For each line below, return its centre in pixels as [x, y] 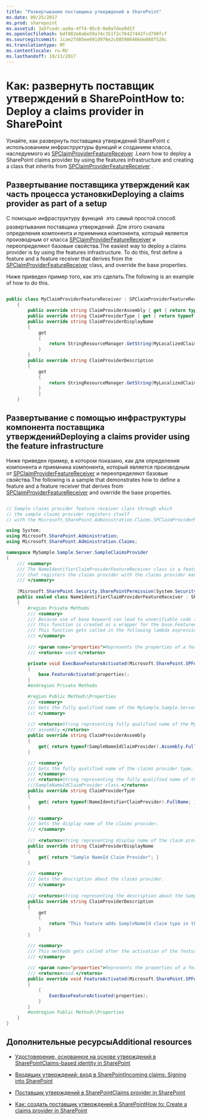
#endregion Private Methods [63, 686]
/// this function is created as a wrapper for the [94, 625]
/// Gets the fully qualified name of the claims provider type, [111, 769]
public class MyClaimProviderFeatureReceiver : [67, 299]
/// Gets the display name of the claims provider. [94, 824]
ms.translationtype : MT [36, 45]
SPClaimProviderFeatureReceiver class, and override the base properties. [97, 265]
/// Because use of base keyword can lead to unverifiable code [109, 619]
